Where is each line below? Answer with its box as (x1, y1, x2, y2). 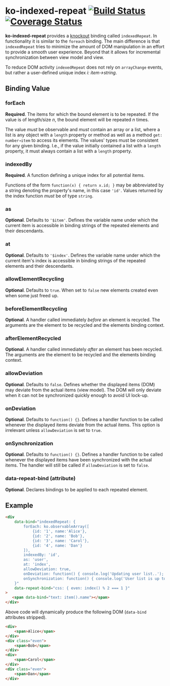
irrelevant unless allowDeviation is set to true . (5, 427, 102, 433)
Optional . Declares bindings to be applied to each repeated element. (5, 486, 148, 492)
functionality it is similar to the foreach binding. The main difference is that (5, 38, 160, 44)
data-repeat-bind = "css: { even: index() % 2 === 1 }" (14, 585, 130, 590)
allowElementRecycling (5, 275, 64, 283)
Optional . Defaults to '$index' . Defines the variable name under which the (5, 252, 160, 258)
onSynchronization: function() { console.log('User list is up (23, 576, 159, 581)
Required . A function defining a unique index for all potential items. (5, 172, 145, 178)
